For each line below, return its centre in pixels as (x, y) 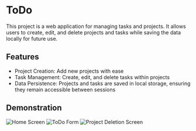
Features (23, 57)
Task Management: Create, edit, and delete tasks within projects (92, 77)
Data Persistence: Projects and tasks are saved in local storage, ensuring (102, 83)
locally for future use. (32, 38)
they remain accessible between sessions (65, 89)
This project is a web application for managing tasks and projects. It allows (96, 26)
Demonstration (34, 108)
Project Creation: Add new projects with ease (69, 71)
